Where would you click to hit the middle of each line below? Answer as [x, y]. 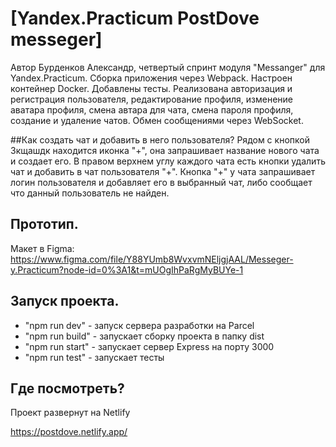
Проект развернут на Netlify [70, 413]
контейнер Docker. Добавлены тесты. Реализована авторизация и [151, 88]
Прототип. [44, 224]
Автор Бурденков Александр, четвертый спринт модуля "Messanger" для [168, 67]
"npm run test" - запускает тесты [94, 357]
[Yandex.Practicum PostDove [135, 18]
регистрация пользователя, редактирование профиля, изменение [152, 99]
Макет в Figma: [42, 248]
